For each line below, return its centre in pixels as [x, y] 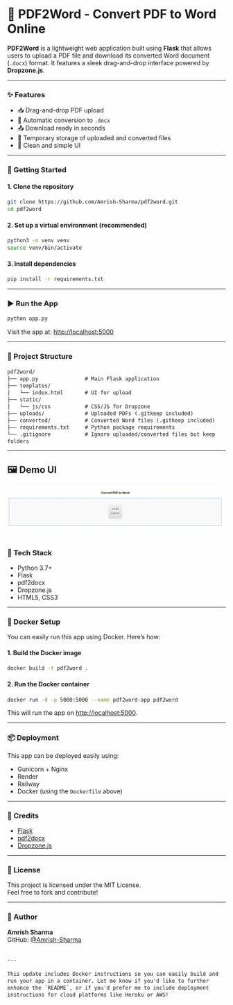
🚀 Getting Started [37, 170]
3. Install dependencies [42, 264]
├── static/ [24, 399]
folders [18, 441]
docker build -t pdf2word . [48, 668]
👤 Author [23, 917]
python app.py [28, 319]
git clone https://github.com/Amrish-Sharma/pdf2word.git [93, 202]
